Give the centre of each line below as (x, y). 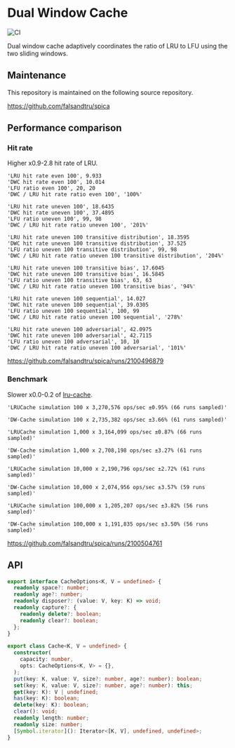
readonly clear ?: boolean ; (59, 620)
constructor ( (33, 653)
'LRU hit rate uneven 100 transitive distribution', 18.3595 (99, 238)
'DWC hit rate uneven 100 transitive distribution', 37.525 (97, 243)
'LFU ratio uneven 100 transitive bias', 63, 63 (80, 281)
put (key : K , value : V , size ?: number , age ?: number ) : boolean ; (108, 679)
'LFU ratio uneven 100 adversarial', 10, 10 (73, 342)
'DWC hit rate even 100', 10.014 (56, 182)
